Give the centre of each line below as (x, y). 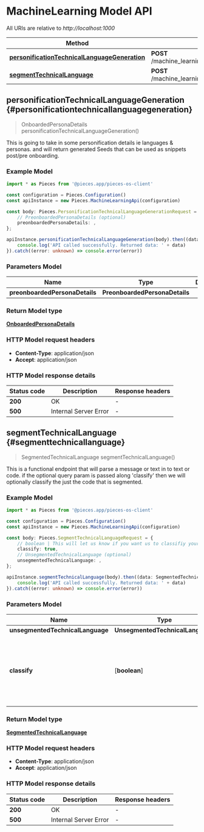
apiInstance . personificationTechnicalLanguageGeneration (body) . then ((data (103, 240)
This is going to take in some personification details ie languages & (90, 143)
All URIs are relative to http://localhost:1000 (61, 28)
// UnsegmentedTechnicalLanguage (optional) (74, 555)
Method (77, 43)
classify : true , (38, 549)
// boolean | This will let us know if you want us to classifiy (102, 543)
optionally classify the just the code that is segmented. (75, 482)
